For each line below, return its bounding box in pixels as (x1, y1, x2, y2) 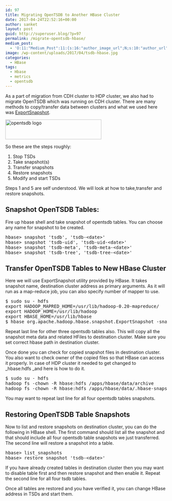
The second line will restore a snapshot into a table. (5, 440, 114, 446)
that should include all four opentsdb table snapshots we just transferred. (5, 434, 160, 441)
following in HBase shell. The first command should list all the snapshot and (5, 429, 165, 435)
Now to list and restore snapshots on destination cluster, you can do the (5, 424, 157, 430)
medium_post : (5, 41, 33, 46)
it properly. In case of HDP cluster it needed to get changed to (5, 360, 137, 366)
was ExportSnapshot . (5, 109, 51, 115)
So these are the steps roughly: (5, 143, 72, 149)
